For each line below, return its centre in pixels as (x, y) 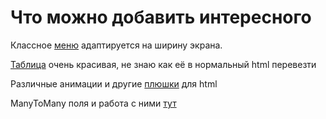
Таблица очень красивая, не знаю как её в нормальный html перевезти (163, 64)
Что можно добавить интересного (161, 17)
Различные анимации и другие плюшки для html (114, 83)
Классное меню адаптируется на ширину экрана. (116, 45)
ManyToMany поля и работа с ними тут (93, 103)
